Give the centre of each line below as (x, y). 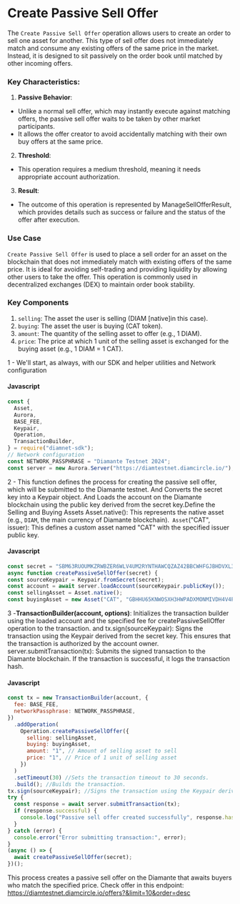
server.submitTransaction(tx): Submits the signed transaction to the (106, 651)
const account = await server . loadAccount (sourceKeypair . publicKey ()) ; (116, 586)
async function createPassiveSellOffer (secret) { (83, 573)
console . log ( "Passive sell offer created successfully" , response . (122, 818)
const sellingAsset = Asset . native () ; (65, 593)
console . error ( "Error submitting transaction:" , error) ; (100, 838)
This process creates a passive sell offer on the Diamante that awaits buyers (120, 878)
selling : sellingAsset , (62, 737)
